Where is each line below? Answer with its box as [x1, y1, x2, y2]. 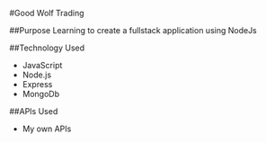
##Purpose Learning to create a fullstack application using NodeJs [9, 25, 258, 35]
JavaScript [22, 60, 63, 70]
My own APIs [22, 123, 72, 134]
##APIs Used [9, 106, 58, 116]
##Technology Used [9, 42, 85, 53]
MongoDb [22, 89, 60, 99]
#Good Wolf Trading [9, 8, 84, 18]
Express [22, 79, 53, 89]
